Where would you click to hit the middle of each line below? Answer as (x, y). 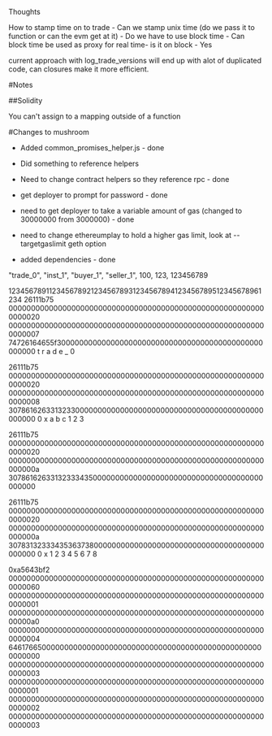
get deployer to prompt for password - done (94, 195)
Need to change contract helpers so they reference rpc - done (125, 179)
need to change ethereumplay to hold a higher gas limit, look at (126, 235)
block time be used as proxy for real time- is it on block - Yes (110, 45)
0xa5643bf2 (29, 569)
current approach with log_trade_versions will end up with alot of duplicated (135, 61)
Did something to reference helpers (80, 163)
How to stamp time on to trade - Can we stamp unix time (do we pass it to (132, 27)
